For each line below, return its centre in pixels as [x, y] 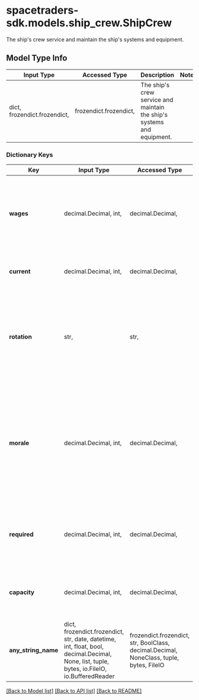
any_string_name [34, 650]
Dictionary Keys [30, 154]
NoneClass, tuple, [154, 658]
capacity [22, 592]
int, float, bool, [84, 647]
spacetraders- [42, 10]
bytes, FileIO [147, 665]
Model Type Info [37, 58]
